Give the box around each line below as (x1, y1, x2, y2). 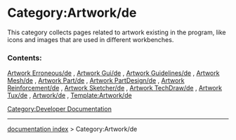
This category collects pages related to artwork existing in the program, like (7, 28, 226, 36)
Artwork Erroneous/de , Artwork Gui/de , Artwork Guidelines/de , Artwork (7, 69, 220, 78)
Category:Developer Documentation (7, 105, 112, 113)
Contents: (7, 52, 42, 62)
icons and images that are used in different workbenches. (7, 35, 174, 43)
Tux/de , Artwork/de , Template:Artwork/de (7, 91, 132, 99)
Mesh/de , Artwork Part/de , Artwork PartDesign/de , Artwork (7, 76, 185, 85)
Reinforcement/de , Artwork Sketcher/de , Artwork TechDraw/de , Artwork (7, 84, 223, 92)
